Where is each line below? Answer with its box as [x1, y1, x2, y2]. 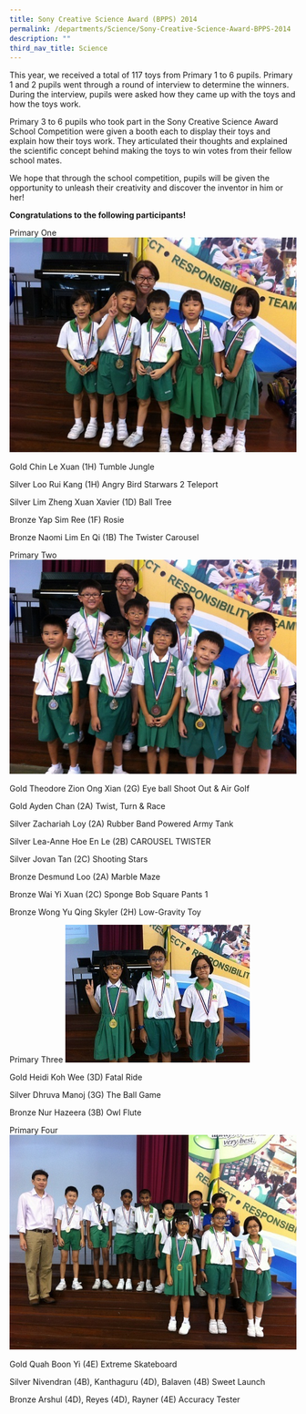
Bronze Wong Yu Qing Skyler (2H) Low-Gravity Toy [9, 907, 202, 917]
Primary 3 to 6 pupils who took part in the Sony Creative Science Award [9, 117, 279, 128]
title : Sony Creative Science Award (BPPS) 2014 [9, 15, 198, 24]
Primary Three [9, 1054, 64, 1065]
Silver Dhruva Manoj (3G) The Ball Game [9, 1090, 161, 1101]
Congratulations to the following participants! [9, 210, 187, 220]
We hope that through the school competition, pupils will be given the [9, 173, 270, 184]
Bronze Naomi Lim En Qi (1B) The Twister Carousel [9, 532, 199, 543]
